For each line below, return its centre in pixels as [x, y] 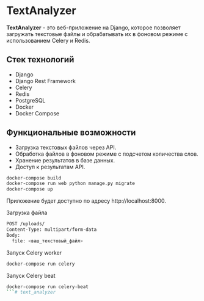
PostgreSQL [30, 100]
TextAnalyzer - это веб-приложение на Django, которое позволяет [94, 27]
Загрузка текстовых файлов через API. [66, 147]
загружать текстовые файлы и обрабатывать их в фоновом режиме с [97, 34]
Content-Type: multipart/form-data [52, 230]
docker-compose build [34, 178]
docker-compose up [30, 189]
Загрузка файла [27, 213]
